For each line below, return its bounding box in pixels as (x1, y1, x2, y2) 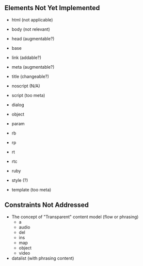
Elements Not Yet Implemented (4, 4, 100, 12)
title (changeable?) (11, 73, 49, 79)
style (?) (11, 177, 28, 183)
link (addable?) (11, 55, 42, 60)
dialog (11, 102, 24, 108)
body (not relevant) (11, 26, 50, 32)
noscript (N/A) (11, 83, 40, 89)
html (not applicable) (11, 17, 53, 22)
